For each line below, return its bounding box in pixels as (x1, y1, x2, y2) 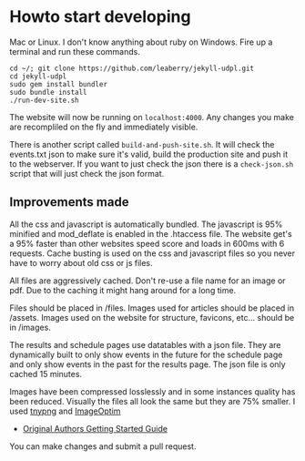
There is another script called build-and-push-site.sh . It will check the (9, 138, 275, 149)
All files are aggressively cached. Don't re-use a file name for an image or (9, 275, 286, 286)
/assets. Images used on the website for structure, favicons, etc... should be (9, 312, 295, 323)
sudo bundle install (9, 87, 88, 97)
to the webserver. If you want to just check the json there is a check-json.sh (9, 158, 294, 169)
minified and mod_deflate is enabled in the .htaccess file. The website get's (9, 228, 293, 239)
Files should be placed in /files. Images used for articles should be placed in (9, 302, 295, 313)
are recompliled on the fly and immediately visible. (9, 121, 198, 132)
